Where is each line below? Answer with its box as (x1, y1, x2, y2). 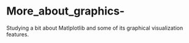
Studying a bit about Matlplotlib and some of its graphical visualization (6, 24, 183, 31)
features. (6, 30, 29, 38)
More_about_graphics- (6, 4, 125, 18)
